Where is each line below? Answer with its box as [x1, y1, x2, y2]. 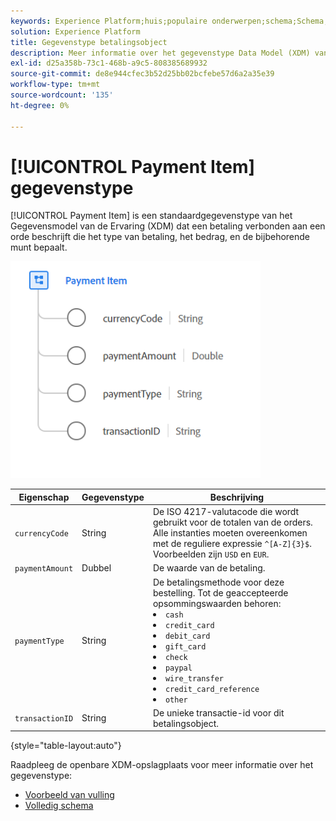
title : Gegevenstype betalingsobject [10, 37, 168, 47]
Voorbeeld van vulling [24, 789, 115, 801]
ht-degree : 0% [10, 100, 70, 110]
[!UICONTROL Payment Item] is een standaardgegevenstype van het [10, 210, 293, 222]
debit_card [164, 631, 211, 641]
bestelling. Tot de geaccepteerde [152, 586, 289, 599]
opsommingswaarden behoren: [152, 597, 282, 609]
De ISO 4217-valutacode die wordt [152, 506, 300, 518]
